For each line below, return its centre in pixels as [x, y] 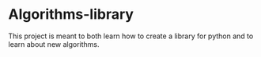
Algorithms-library [71, 14]
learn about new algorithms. [54, 44]
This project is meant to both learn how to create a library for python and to [131, 36]
